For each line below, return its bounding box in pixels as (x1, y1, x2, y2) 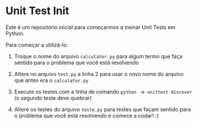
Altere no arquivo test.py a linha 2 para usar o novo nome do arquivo (14, 70, 184, 77)
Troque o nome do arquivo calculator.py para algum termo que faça (14, 52, 183, 60)
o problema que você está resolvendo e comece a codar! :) (14, 112, 159, 119)
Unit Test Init (5, 4, 69, 18)
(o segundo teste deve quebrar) (14, 94, 92, 101)
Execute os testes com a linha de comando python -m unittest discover (14, 88, 193, 95)
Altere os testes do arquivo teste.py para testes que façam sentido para (14, 106, 191, 113)
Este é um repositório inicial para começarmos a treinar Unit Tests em (5, 24, 176, 31)
